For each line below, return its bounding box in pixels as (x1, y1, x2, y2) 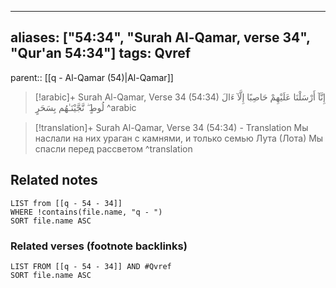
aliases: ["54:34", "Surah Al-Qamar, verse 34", (10, 29, 311, 46)
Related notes (10, 172, 98, 189)
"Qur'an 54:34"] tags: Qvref (10, 45, 192, 62)
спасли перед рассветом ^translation (34, 142, 193, 155)
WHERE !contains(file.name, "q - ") (10, 207, 163, 217)
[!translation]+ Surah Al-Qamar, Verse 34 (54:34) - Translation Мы (34, 121, 309, 133)
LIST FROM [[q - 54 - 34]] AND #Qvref (10, 261, 172, 271)
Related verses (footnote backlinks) (10, 239, 188, 253)
